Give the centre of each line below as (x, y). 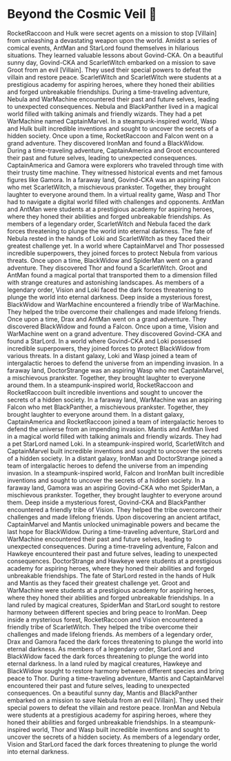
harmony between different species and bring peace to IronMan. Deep (107, 612)
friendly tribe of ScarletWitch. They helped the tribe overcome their (103, 626)
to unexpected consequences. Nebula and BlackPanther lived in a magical (113, 106)
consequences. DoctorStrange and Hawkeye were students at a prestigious (114, 561)
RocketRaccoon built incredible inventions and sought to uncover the (105, 392)
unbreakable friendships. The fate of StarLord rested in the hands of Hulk (111, 575)
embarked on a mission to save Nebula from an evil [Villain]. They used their (115, 700)
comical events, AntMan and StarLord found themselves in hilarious (103, 48)
